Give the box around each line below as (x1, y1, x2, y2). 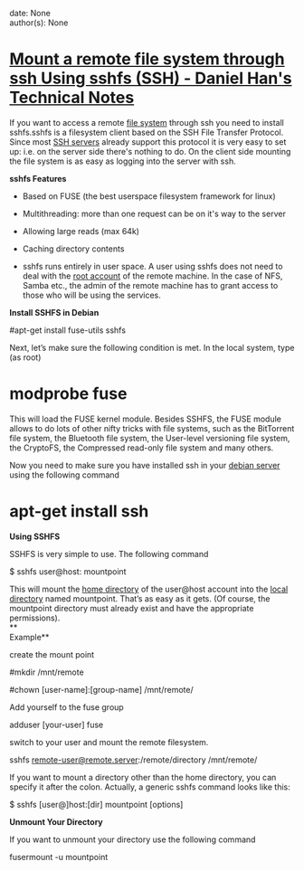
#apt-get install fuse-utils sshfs (9, 325, 127, 336)
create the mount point (9, 649, 95, 659)
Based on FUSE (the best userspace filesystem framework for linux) (22, 190, 276, 202)
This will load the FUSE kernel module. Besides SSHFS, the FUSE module (9, 413, 282, 424)
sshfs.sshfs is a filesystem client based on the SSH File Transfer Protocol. (9, 127, 284, 137)
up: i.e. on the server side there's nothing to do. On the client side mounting (9, 146, 291, 156)
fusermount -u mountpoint (9, 851, 109, 862)
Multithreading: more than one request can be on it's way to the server (22, 208, 287, 219)
